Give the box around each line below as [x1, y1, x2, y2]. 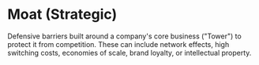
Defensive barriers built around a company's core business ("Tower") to [7, 31, 242, 41]
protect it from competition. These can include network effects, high [7, 39, 230, 49]
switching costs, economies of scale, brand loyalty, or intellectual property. [7, 48, 252, 57]
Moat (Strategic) [7, 5, 118, 23]
